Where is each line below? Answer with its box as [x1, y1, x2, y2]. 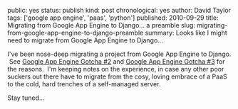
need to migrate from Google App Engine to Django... [7, 36, 164, 45]
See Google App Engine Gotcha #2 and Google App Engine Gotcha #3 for [9, 57, 225, 66]
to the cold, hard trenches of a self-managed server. [7, 80, 161, 88]
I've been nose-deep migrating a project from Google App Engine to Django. [7, 50, 232, 58]
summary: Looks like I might [145, 28, 228, 37]
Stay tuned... [7, 93, 45, 102]
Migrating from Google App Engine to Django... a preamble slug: [7, 21, 196, 29]
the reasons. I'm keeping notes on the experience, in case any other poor [7, 65, 224, 73]
